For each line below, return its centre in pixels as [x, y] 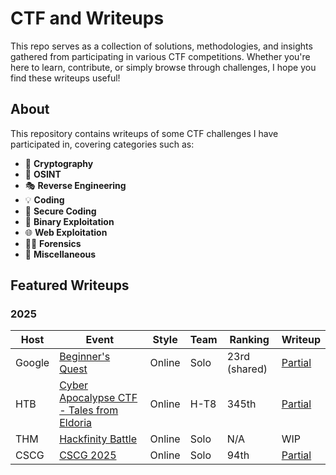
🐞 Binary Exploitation [69, 221]
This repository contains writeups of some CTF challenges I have [144, 133]
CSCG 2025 [88, 455]
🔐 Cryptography [59, 163]
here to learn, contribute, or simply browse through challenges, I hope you [163, 67]
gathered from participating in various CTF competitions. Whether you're [160, 56]
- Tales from [89, 410]
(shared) [247, 369]
